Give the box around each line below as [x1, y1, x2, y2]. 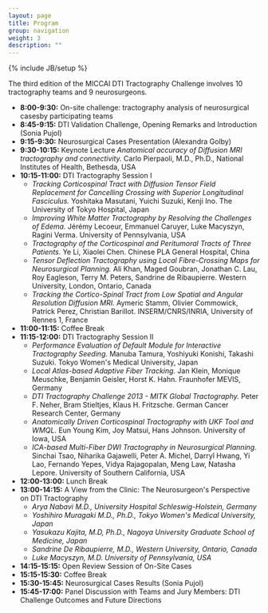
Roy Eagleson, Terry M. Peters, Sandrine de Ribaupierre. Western [31, 273, 247, 282]
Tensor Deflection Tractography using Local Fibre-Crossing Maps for [31, 256, 260, 265]
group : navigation [8, 26, 69, 34]
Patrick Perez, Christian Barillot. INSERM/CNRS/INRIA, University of [31, 307, 254, 316]
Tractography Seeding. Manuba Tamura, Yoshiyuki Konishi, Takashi [31, 349, 254, 359]
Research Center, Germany [31, 408, 121, 418]
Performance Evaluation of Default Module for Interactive [31, 340, 222, 350]
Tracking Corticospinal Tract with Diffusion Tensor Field [31, 179, 216, 189]
